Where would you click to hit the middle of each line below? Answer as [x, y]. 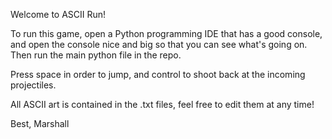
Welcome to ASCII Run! [58, 14]
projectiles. [33, 85]
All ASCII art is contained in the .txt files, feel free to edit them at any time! [162, 104]
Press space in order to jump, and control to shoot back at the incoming [158, 74]
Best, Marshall [40, 123]
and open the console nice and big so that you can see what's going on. [159, 44]
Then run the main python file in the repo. [96, 55]
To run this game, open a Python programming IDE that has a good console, [166, 33]
